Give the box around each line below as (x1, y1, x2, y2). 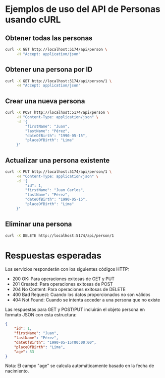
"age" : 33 (14, 349, 35, 354)
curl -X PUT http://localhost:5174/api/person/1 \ (5, 169, 112, 174)
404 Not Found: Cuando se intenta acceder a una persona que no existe (12, 297, 160, 303)
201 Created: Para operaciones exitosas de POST (12, 281, 113, 287)
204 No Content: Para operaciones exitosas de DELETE (12, 287, 126, 293)
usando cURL (5, 14, 61, 25)
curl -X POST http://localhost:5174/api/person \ (5, 110, 110, 115)
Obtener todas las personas (5, 34, 93, 42)
